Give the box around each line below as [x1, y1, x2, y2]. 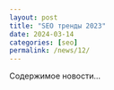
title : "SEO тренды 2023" [9, 21, 106, 30]
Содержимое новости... [9, 70, 101, 81]
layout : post [9, 12, 58, 22]
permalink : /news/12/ [9, 46, 91, 55]
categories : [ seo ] [9, 37, 78, 47]
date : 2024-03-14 [9, 29, 75, 38]
